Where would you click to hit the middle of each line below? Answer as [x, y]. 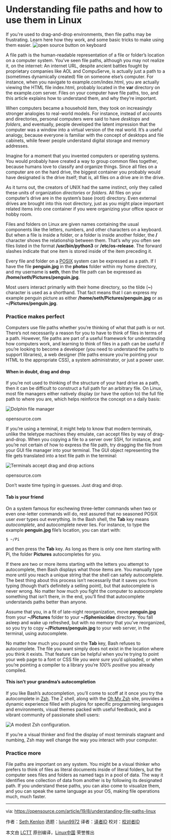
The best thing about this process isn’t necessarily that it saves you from [82, 580]
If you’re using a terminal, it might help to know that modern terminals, [79, 429]
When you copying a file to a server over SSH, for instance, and [94, 440]
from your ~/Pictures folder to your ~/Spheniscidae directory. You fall [79, 617]
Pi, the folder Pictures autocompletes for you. [54, 554]
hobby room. [19, 214]
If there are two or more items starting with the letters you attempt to [77, 564]
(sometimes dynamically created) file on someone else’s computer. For [80, 76]
